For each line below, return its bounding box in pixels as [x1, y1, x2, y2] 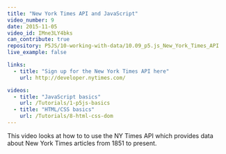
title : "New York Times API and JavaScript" [7, 10, 138, 17]
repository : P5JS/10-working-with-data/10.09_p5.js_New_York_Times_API [7, 42, 219, 49]
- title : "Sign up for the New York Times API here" [13, 67, 170, 75]
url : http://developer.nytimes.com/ [19, 74, 127, 81]
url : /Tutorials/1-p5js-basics [19, 100, 111, 107]
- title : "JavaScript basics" [13, 93, 101, 101]
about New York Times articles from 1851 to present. [7, 139, 157, 147]
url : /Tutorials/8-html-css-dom [19, 112, 113, 120]
